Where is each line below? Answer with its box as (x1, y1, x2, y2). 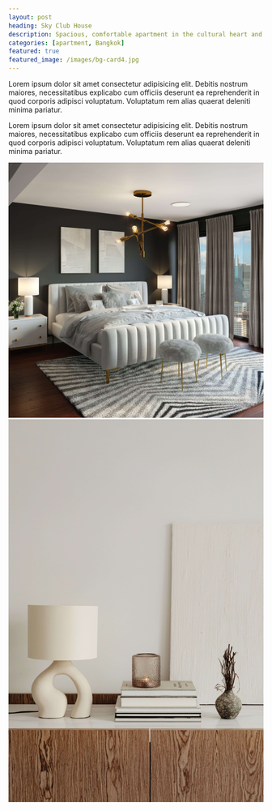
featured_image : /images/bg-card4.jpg (8, 56, 139, 64)
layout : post (8, 13, 53, 21)
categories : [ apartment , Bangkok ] (8, 39, 125, 47)
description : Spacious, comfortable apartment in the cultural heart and (8, 30, 263, 38)
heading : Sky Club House (8, 21, 92, 30)
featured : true (8, 47, 60, 56)
